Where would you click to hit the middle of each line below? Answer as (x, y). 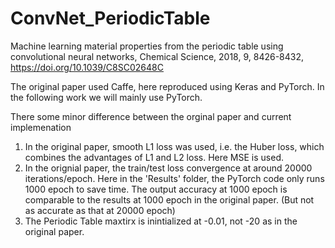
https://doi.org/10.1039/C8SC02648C (87, 67)
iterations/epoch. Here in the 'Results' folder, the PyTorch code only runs (174, 178)
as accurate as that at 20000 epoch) (100, 210)
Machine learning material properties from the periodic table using (147, 46)
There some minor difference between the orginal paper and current (151, 116)
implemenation (41, 127)
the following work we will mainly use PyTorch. (106, 97)
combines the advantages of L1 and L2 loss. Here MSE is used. (154, 157)
